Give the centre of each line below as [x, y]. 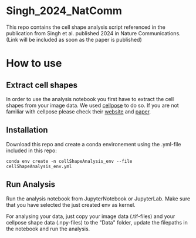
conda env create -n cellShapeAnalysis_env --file [69, 161]
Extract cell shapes [42, 85]
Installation [27, 130]
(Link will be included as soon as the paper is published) [74, 39]
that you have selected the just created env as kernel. [71, 205]
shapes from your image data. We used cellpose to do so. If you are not [92, 105]
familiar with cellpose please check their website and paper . [79, 111]
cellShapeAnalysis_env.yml [39, 166]
